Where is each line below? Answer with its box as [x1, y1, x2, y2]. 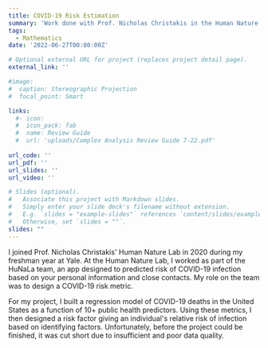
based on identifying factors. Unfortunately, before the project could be [8, 322, 243, 331]
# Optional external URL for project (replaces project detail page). [8, 56, 248, 64]
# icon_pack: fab [15, 121, 77, 130]
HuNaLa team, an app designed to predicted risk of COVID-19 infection [8, 264, 242, 274]
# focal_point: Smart [8, 93, 84, 101]
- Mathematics [15, 34, 62, 42]
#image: [8, 77, 34, 85]
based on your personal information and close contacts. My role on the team [8, 272, 260, 282]
